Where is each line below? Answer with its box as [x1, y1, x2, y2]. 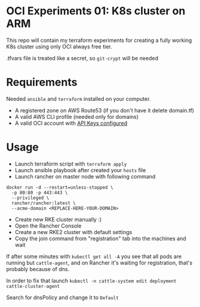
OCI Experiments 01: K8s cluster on [6, 4, 186, 18]
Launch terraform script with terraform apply [14, 160, 127, 167]
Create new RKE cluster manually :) [14, 216, 102, 223]
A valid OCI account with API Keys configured [14, 119, 128, 127]
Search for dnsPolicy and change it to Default [6, 294, 119, 301]
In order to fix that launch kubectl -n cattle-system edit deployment [6, 277, 177, 284]
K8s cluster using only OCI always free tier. [6, 43, 112, 50]
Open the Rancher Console [14, 222, 82, 229]
